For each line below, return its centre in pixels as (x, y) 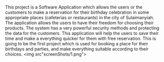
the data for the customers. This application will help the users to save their (82, 33)
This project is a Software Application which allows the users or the (74, 7)
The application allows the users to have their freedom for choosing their (80, 23)
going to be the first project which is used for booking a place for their (77, 44)
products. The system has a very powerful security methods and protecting (82, 28)
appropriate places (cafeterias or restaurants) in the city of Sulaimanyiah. (80, 17)
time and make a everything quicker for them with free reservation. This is (81, 38)
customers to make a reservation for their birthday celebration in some (77, 12)
